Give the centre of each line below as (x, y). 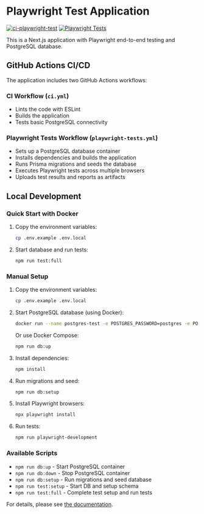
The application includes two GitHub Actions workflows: (77, 80)
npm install (30, 369)
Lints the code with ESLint (48, 109)
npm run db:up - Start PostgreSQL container (70, 466)
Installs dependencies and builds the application (76, 158)
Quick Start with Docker (42, 213)
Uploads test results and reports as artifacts (70, 177)
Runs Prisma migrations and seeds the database (76, 164)
